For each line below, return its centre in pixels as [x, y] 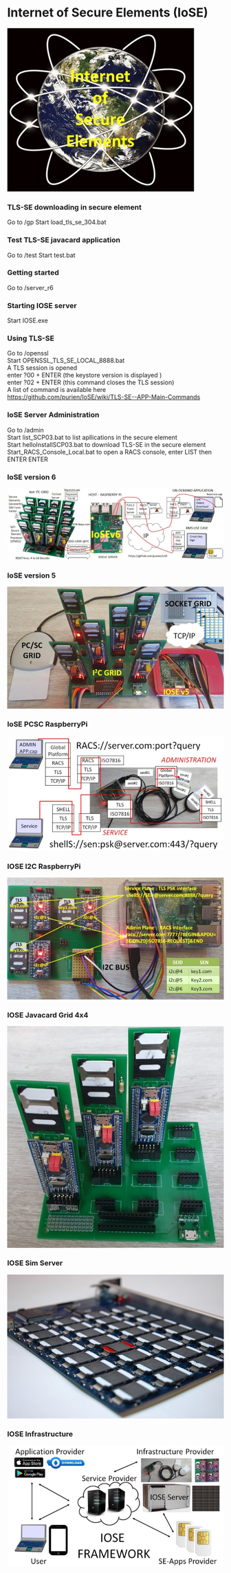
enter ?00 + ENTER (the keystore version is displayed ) [85, 375]
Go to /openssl [28, 353]
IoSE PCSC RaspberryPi [47, 724]
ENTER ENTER [27, 459]
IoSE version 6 [32, 477]
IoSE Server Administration [53, 415]
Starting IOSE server [42, 305]
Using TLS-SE [31, 338]
